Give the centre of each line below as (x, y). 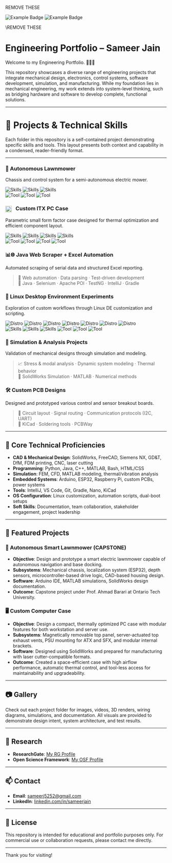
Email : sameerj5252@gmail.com (47, 796)
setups (20, 501)
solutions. (16, 99)
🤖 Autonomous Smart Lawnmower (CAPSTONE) (66, 548)
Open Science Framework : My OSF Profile (58, 759)
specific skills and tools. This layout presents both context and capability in (84, 145)
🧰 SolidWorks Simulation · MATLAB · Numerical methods (77, 376)
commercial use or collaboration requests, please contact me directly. (79, 840)
